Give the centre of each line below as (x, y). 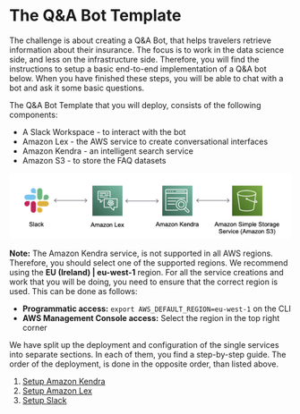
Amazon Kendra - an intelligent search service (108, 151)
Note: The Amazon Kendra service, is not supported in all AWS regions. (141, 253)
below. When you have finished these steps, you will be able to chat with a (146, 78)
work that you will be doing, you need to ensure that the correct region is (144, 282)
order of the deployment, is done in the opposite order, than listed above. (144, 364)
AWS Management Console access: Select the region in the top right (151, 317)
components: (34, 114)
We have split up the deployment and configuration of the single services (144, 344)
